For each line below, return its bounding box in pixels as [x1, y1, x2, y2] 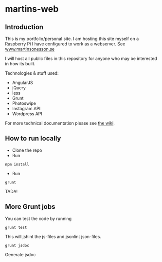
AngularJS [12, 80, 33, 85]
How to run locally [5, 134, 61, 142]
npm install [5, 162, 29, 167]
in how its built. [5, 61, 36, 66]
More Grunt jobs [5, 202, 55, 211]
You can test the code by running [5, 216, 72, 222]
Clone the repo [12, 147, 42, 153]
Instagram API [12, 106, 41, 111]
